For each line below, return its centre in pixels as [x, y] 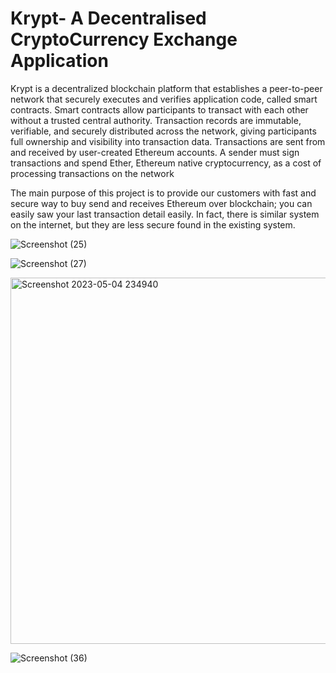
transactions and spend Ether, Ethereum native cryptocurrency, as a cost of [166, 163]
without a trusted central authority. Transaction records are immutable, [156, 120]
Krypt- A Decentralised [108, 18]
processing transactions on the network [92, 173]
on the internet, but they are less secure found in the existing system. [153, 224]
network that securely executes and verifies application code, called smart [164, 99]
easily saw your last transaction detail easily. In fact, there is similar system [165, 214]
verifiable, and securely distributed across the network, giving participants [163, 131]
